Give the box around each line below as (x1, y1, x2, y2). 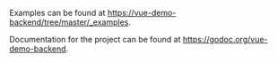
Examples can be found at (9, 8, 106, 18)
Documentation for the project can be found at (9, 35, 181, 44)
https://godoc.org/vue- (182, 35, 268, 44)
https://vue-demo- (107, 8, 177, 18)
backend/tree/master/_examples (9, 17, 129, 27)
